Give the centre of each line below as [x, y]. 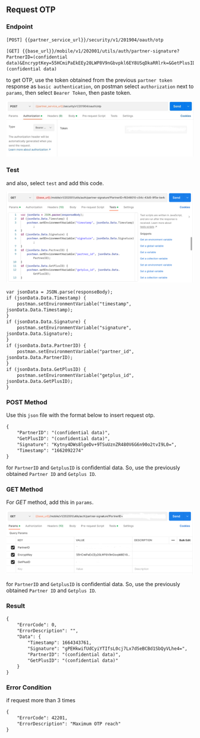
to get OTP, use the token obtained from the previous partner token [89, 80]
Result [16, 606]
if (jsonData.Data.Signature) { [46, 322]
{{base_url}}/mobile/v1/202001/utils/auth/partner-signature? [101, 51]
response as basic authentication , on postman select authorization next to [100, 86]
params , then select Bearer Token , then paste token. [69, 92]
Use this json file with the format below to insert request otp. [81, 415]
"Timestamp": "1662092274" [50, 451]
